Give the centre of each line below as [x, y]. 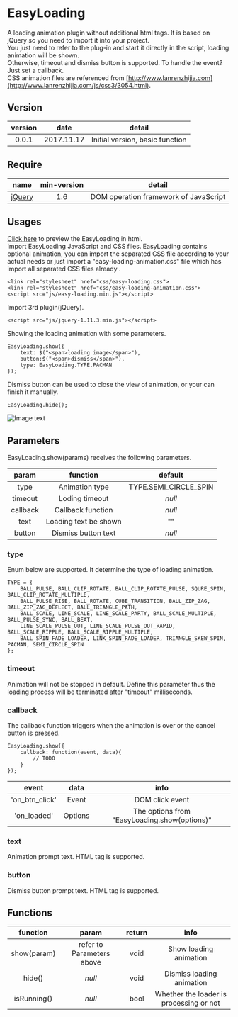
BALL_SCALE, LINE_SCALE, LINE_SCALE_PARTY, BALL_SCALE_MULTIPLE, [119, 614]
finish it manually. [33, 392]
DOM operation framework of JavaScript [158, 196]
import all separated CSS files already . [64, 269]
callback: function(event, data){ [71, 753]
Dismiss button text [84, 533]
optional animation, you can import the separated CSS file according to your [118, 254]
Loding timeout [84, 499]
